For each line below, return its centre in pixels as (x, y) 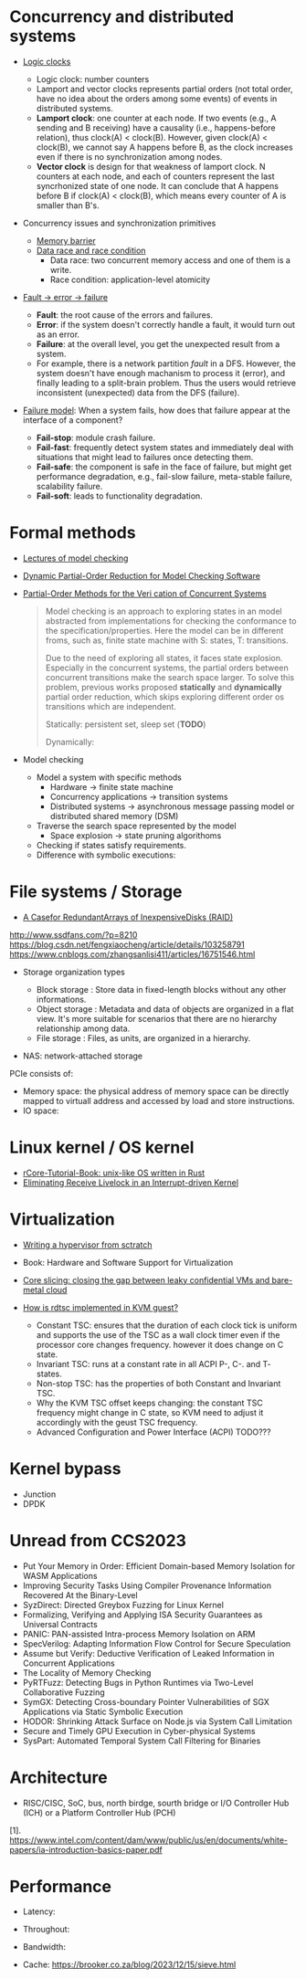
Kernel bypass (65, 1468)
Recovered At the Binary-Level (80, 1595)
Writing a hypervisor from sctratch (87, 1245)
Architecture (58, 1777)
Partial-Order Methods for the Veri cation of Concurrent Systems (144, 593)
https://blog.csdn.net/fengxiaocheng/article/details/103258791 (127, 944)
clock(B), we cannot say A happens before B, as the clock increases (165, 147)
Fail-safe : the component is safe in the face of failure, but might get (164, 467)
